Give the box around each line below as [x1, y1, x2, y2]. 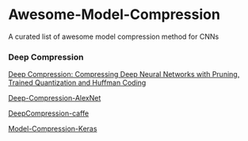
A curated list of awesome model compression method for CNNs [8, 32, 219, 41]
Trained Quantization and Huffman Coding [8, 78, 147, 88]
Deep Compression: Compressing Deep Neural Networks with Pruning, [8, 70, 240, 79]
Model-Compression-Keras [8, 124, 97, 134]
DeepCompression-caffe [8, 109, 90, 118]
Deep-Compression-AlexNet [8, 93, 101, 103]
